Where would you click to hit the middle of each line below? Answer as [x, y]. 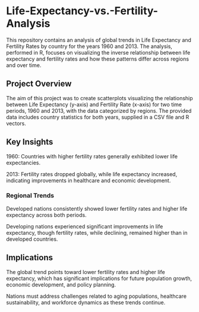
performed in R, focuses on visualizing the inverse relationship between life [98, 52]
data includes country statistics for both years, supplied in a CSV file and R [98, 117]
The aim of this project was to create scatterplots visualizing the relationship [99, 98]
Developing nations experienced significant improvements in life [85, 226]
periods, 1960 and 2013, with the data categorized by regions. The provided [99, 110]
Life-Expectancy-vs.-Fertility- [82, 11]
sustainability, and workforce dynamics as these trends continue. [86, 302]
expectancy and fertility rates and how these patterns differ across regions [97, 59]
